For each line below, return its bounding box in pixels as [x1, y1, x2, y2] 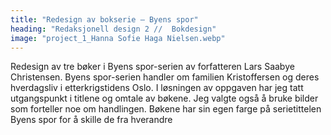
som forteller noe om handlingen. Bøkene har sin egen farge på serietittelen [10, 103, 322, 115]
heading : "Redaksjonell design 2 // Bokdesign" [10, 24, 217, 34]
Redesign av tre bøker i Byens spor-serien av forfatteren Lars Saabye [10, 61, 295, 73]
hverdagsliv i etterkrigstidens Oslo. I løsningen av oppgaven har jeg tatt [10, 82, 304, 94]
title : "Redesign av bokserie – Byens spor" [10, 14, 199, 25]
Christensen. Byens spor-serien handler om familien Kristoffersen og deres [10, 71, 320, 83]
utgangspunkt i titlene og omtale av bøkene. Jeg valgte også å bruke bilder [10, 92, 319, 105]
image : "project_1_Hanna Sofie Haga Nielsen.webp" [10, 33, 226, 43]
